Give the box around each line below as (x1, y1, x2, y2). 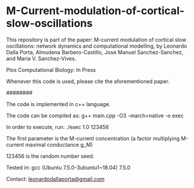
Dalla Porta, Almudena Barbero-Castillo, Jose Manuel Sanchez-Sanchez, (6, 48, 183, 55)
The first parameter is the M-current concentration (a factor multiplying (6, 134, 180, 142)
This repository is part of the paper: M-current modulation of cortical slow (6, 36, 186, 43)
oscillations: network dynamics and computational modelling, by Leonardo (6, 42, 187, 50)
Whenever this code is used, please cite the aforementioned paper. (6, 78, 170, 85)
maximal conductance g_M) (25, 141, 93, 148)
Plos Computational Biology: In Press (6, 66, 96, 73)
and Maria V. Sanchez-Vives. (6, 55, 77, 62)
